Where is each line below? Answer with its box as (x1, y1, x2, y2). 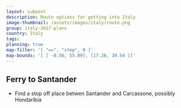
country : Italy (6, 31, 44, 37)
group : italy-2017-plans (6, 25, 67, 31)
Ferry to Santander (6, 74, 77, 84)
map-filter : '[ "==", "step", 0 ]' (6, 47, 94, 53)
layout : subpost (6, 8, 46, 15)
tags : (6, 36, 19, 42)
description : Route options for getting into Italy (6, 14, 136, 20)
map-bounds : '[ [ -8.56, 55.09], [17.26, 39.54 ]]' (6, 53, 136, 58)
